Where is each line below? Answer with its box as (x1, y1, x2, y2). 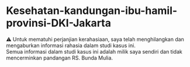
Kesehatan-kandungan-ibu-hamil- (6, 4, 178, 17)
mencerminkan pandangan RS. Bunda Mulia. (6, 54, 113, 61)
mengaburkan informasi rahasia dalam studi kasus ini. (6, 42, 136, 49)
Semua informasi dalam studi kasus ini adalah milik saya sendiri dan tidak (6, 48, 182, 55)
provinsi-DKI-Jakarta (6, 16, 111, 30)
